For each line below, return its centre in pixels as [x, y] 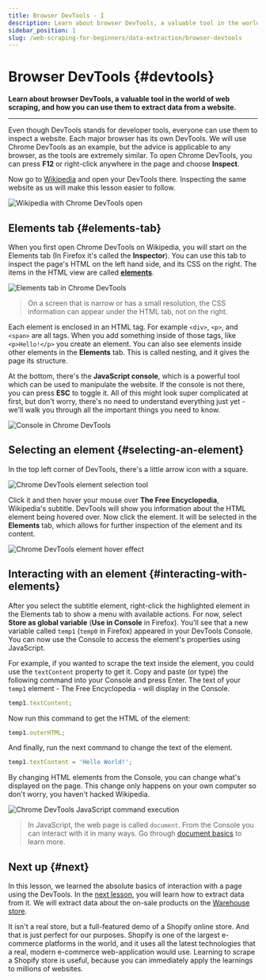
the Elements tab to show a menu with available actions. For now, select [125, 614]
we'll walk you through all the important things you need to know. [114, 410]
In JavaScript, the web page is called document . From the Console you [141, 825]
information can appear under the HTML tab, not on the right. [127, 311]
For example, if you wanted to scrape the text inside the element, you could [131, 663]
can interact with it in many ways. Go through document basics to [135, 833]
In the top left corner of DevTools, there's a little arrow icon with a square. [128, 469]
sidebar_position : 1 [42, 30]
